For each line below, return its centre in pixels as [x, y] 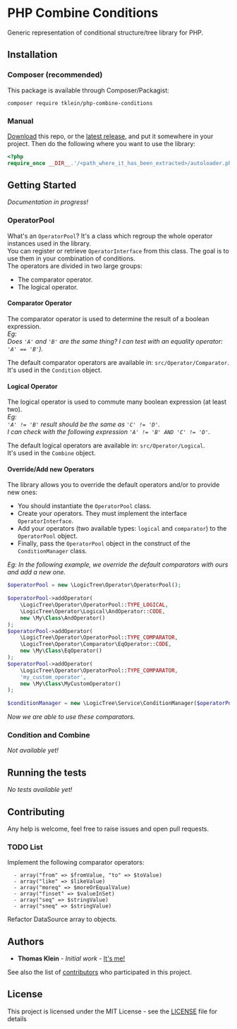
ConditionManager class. [52, 551]
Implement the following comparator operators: [76, 862]
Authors [26, 941]
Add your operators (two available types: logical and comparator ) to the [122, 529]
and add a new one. [36, 572]
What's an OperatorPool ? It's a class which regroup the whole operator [110, 236]
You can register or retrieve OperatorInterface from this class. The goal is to [118, 251]
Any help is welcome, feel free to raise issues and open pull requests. [108, 829]
